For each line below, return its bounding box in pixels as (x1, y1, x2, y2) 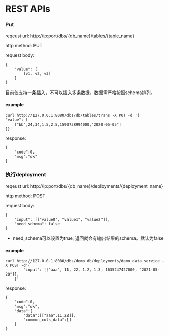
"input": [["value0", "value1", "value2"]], (14, 217, 110, 222)
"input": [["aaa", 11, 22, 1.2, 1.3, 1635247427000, (23, 267, 138, 272)
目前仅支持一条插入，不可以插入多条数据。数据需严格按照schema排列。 (5, 89, 155, 96)
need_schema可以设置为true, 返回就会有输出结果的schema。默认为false (12, 235, 164, 241)
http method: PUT (5, 43, 43, 49)
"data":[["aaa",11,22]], (23, 313, 76, 318)
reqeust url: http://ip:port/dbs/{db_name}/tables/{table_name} (5, 33, 135, 39)
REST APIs (5, 3, 51, 15)
